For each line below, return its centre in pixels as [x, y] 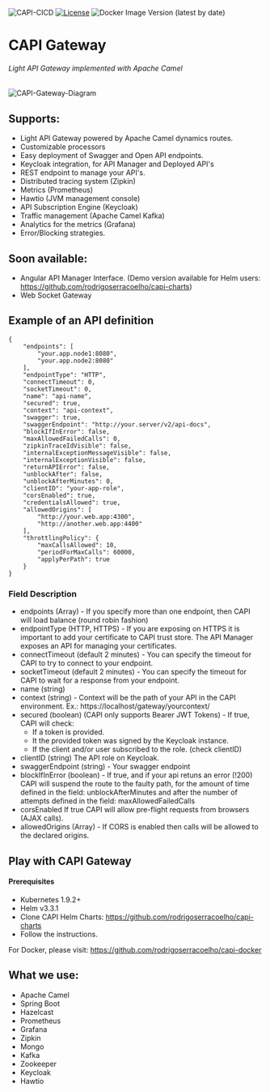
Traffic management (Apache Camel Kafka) [93, 216]
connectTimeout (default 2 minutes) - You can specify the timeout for [136, 655]
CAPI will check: [47, 724]
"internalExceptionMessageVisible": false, [97, 453]
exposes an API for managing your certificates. [98, 646]
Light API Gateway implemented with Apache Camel [96, 68]
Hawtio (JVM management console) [80, 199]
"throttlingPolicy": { [61, 538]
